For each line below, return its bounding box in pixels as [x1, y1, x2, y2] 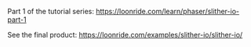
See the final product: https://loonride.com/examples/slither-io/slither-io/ [7, 31, 243, 39]
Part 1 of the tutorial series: [7, 7, 95, 16]
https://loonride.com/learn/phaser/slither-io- [96, 7, 240, 16]
